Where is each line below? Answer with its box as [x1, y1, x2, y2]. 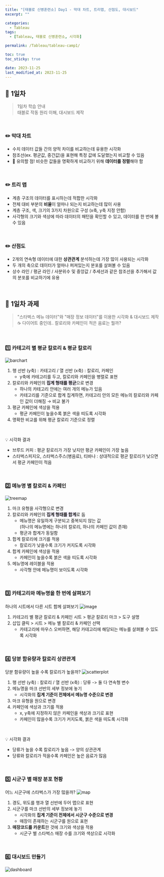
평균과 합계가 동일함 [19, 530, 58, 536]
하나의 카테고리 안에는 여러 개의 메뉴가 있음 [19, 386, 102, 392]
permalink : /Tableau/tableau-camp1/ [5, 43, 80, 48]
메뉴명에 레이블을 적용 [12, 561, 55, 567]
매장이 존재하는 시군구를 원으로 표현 [19, 818, 88, 824]
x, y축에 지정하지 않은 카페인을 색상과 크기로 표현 [19, 710, 114, 716]
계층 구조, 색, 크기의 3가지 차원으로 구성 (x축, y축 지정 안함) [12, 207, 126, 213]
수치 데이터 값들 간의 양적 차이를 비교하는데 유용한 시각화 [12, 146, 121, 152]
